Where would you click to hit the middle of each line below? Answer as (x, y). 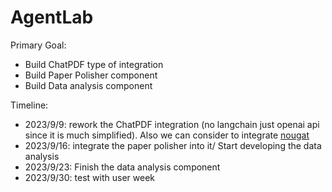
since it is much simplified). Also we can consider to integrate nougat (167, 135)
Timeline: (29, 105)
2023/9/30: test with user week (89, 177)
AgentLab (52, 17)
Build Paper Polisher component (91, 75)
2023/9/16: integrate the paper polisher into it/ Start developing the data (173, 145)
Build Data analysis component (88, 85)
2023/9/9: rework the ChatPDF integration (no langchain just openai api (172, 124)
